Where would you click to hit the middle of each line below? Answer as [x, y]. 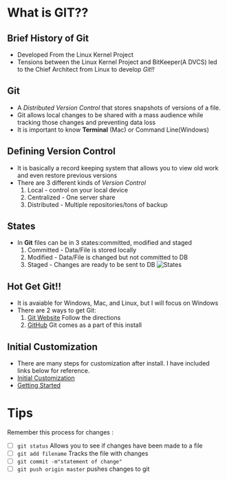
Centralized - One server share [71, 197]
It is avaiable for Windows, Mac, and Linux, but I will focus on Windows [118, 303]
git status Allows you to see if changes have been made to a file [110, 446]
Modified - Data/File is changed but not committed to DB [107, 257]
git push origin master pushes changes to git [83, 469]
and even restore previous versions [67, 175]
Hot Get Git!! [34, 287]
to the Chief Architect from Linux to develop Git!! [86, 69]
